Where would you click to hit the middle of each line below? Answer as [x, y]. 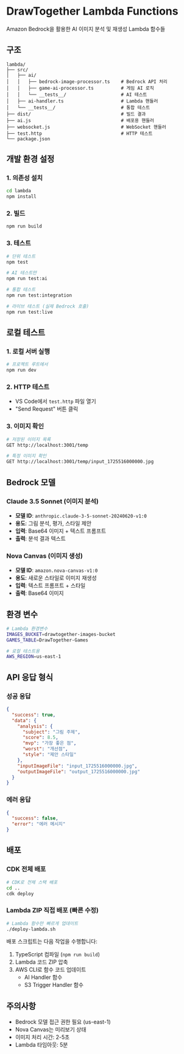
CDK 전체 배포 [26, 869]
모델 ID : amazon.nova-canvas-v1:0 [56, 570]
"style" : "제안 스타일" [49, 755]
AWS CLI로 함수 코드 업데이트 [51, 970]
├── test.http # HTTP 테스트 [80, 133]
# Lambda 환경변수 [27, 629]
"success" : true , [34, 715]
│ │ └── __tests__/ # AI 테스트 [77, 95]
